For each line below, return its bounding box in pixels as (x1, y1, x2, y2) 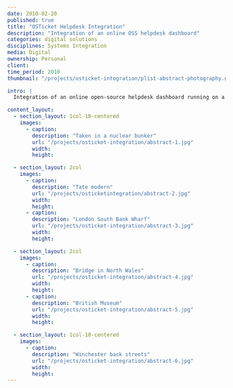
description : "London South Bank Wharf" (32, 216, 150, 223)
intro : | (7, 88, 33, 95)
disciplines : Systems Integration (7, 42, 107, 49)
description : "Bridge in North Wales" (32, 267, 144, 275)
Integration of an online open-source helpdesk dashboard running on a (13, 94, 225, 101)
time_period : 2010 (7, 68, 60, 75)
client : (7, 62, 30, 69)
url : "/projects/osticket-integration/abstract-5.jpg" (32, 306, 194, 313)
